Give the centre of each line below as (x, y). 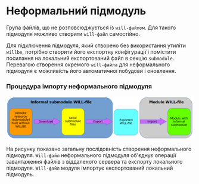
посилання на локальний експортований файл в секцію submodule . (90, 58)
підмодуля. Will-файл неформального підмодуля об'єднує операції (91, 155)
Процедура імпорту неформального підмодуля (79, 86)
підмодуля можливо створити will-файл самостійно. (73, 33)
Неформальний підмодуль (76, 11)
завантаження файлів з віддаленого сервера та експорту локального (94, 162)
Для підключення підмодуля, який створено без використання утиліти (96, 45)
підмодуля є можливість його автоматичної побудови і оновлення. (91, 70)
